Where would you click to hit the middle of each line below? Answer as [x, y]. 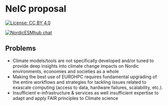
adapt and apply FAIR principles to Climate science [65, 98]
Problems [21, 48]
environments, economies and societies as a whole [66, 71]
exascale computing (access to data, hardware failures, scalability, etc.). [88, 87]
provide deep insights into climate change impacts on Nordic [76, 66]
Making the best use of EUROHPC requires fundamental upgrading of [85, 77]
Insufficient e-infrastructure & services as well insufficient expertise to [86, 93]
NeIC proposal [36, 9]
